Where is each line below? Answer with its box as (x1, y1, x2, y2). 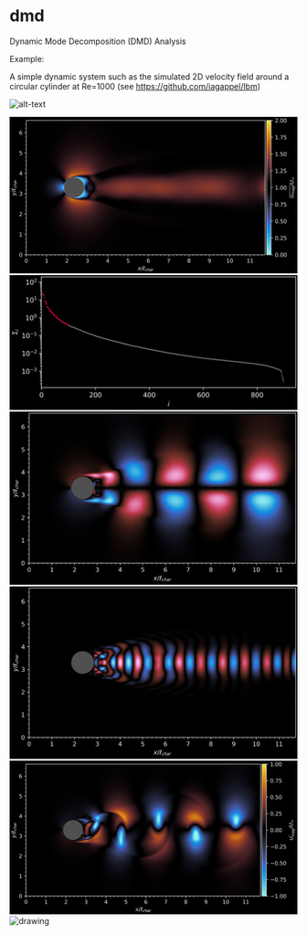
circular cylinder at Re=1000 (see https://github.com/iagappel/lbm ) (9, 80, 261, 91)
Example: (9, 53, 45, 64)
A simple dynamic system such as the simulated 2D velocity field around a (9, 70, 290, 82)
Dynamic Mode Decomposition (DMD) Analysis (9, 36, 186, 47)
